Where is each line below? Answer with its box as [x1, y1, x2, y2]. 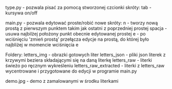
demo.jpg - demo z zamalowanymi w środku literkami [5, 78, 119, 84]
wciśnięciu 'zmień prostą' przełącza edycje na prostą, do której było [5, 36, 149, 42]
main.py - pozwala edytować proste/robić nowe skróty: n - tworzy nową [5, 20, 158, 26]
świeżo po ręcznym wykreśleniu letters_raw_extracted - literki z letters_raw [5, 63, 165, 68]
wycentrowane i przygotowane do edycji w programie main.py [5, 68, 137, 74]
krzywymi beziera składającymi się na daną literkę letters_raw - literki [5, 57, 152, 63]
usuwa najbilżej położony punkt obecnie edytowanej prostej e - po [5, 31, 146, 37]
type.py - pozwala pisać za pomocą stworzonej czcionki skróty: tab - [5, 5, 151, 10]
